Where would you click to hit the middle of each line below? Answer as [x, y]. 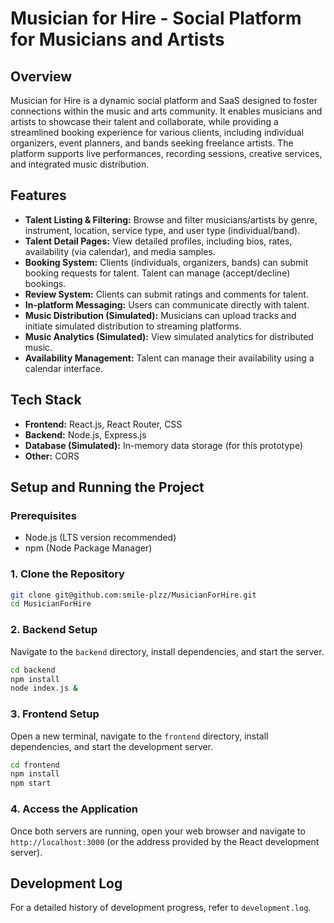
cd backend [33, 670]
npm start [31, 783]
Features [38, 195]
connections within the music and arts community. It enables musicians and [166, 111]
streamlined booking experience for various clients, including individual [157, 132]
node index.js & [44, 688]
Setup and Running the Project [107, 487]
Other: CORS [52, 456]
